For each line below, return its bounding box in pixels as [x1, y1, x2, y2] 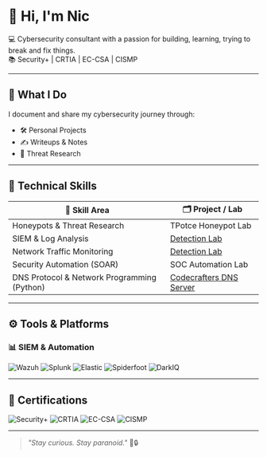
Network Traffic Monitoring [12, 246, 114, 257]
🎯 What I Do [8, 88, 68, 102]
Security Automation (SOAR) [12, 258, 119, 270]
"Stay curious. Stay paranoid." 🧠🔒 [27, 438, 139, 447]
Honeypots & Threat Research [12, 219, 125, 230]
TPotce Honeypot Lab [169, 219, 252, 230]
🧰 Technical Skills [8, 179, 98, 193]
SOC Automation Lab [169, 258, 249, 270]
